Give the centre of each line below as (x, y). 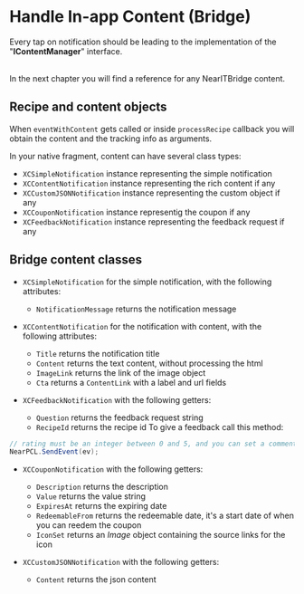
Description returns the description (102, 487)
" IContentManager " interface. (66, 51)
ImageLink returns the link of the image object (121, 372)
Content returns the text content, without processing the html (150, 363)
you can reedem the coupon (89, 525)
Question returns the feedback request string (119, 417)
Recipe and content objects (88, 107)
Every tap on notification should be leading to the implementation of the (143, 42)
